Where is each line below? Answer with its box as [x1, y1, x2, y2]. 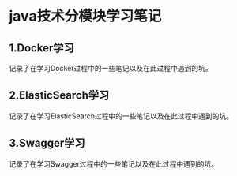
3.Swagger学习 [9, 137, 85, 150]
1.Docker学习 [9, 41, 74, 54]
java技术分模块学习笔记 [9, 7, 162, 25]
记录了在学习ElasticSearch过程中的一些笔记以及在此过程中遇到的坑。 [9, 111, 234, 121]
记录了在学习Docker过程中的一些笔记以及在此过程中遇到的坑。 [9, 64, 213, 73]
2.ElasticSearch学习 [9, 88, 110, 103]
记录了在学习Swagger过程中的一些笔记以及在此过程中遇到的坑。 [9, 159, 218, 168]
